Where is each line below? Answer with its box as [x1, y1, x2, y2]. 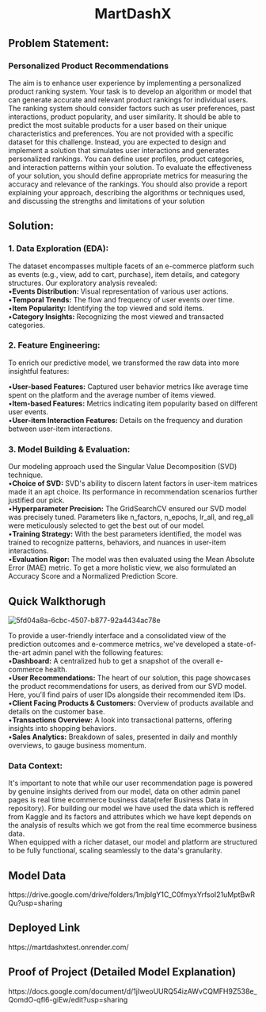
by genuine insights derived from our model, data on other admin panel [8, 787, 241, 796]
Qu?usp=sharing [8, 898, 63, 908]
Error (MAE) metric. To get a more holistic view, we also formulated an [8, 563, 237, 572]
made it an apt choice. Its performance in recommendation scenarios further [8, 487, 258, 497]
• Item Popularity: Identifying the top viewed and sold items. [8, 303, 204, 313]
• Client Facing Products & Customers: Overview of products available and [8, 698, 254, 707]
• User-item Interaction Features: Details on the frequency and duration [8, 415, 243, 425]
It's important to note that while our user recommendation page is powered [8, 779, 253, 788]
